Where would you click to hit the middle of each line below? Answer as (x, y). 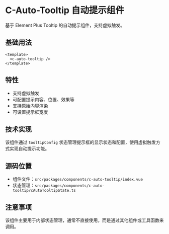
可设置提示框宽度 (30, 112)
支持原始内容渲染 (30, 106)
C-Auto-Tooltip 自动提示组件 (65, 10)
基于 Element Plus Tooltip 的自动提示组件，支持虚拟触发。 (65, 25)
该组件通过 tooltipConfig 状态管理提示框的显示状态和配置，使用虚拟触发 (80, 142)
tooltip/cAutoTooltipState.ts (44, 191)
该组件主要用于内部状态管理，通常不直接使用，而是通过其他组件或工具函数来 (84, 220)
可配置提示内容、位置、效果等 (43, 99)
